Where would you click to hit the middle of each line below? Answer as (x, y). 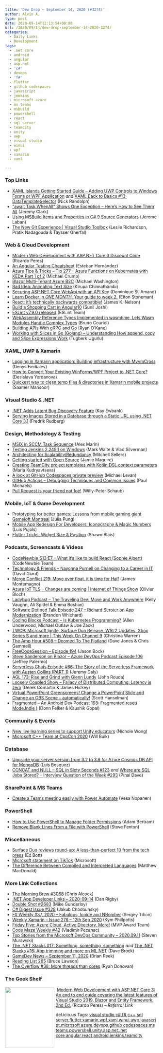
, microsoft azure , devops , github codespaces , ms (107, 1025)
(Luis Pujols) (24, 529)
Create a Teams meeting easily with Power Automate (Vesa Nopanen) (82, 798)
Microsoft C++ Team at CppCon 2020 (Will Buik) (61, 736)
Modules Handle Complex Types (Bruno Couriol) (60, 323)
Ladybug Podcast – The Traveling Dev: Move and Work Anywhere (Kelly (84, 599)
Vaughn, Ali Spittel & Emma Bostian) (48, 604)
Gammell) (22, 646)
